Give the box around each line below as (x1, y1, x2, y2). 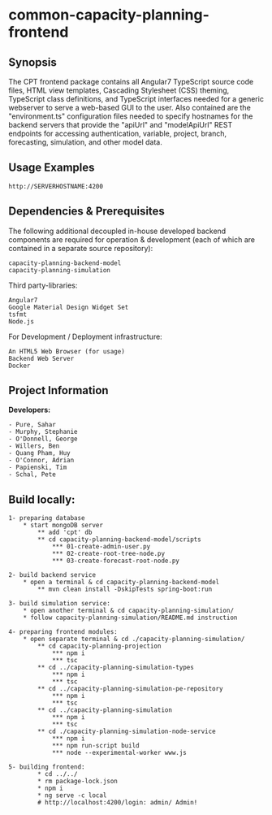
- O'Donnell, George (8, 435, 79, 444)
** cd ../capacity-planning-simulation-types (37, 664, 195, 672)
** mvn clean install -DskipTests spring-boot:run (37, 585, 213, 594)
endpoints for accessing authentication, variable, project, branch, (8, 128, 227, 138)
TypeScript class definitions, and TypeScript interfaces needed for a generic (8, 94, 264, 103)
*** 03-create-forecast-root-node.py (51, 557, 180, 566)
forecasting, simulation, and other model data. (8, 137, 162, 147)
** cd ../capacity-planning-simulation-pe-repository (37, 685, 223, 693)
